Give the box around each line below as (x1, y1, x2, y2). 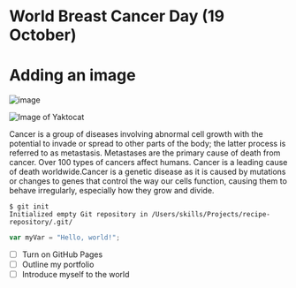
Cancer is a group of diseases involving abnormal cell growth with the (9, 129, 263, 140)
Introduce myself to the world (21, 269, 130, 280)
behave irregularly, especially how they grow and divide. (9, 186, 215, 196)
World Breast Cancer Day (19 (9, 6, 225, 27)
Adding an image (9, 65, 136, 86)
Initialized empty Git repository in (9, 210, 148, 219)
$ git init (9, 202, 49, 211)
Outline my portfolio (21, 259, 95, 270)
